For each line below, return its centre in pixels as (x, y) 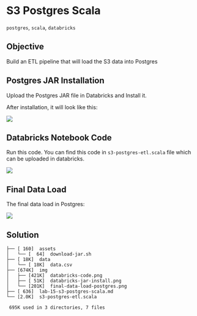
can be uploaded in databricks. (45, 159)
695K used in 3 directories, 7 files (57, 307)
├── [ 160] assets (31, 249)
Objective (25, 47)
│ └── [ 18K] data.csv (39, 265)
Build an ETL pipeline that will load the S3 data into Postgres (82, 61)
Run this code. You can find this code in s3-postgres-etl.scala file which (99, 153)
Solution (23, 235)
